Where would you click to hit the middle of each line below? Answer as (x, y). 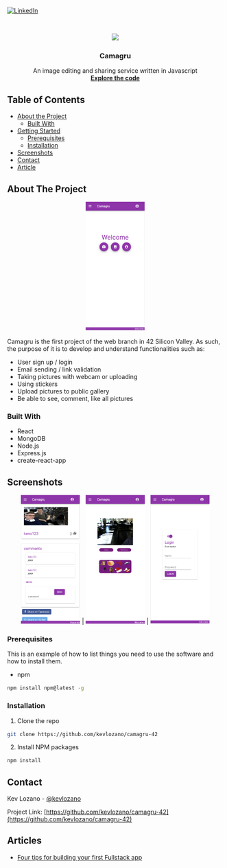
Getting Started (38, 131)
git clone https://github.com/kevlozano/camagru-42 (82, 734)
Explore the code (115, 78)
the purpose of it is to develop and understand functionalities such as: (106, 349)
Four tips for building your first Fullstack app (80, 857)
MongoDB (31, 439)
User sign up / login (45, 362)
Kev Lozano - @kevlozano (44, 799)
